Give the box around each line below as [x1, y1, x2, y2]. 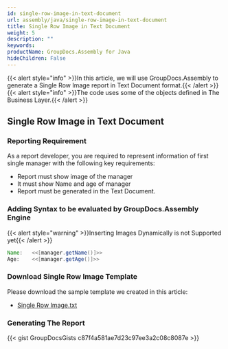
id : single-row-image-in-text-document [7, 10, 122, 17]
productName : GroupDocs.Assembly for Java [7, 49, 130, 56]
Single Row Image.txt [16, 301, 78, 309]
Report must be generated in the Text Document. [16, 187, 156, 195]
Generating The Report [7, 318, 86, 328]
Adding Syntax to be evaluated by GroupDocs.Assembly [7, 204, 199, 214]
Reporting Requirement [7, 136, 87, 146]
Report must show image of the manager [16, 173, 133, 181]
